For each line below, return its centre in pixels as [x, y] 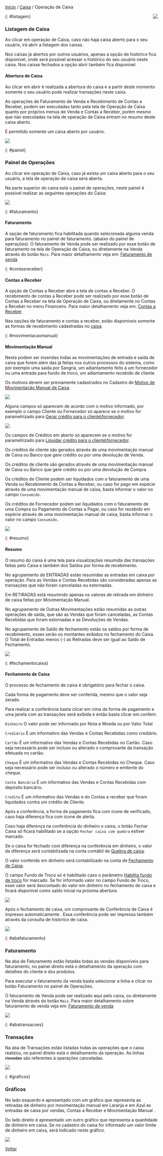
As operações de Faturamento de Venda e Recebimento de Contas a [73, 101]
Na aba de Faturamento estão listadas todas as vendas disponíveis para [77, 961]
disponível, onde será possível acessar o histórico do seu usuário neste [76, 59]
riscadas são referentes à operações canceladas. [54, 1058]
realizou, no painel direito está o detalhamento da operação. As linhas [75, 1053]
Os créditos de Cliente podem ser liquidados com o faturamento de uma [77, 479]
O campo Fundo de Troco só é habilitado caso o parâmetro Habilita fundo [79, 875]
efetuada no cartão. [25, 753]
